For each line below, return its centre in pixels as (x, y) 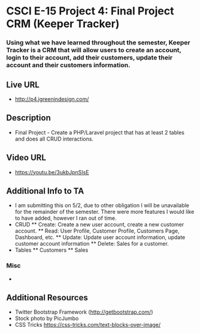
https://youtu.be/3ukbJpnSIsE (52, 172)
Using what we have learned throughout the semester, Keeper (98, 43)
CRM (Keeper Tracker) (63, 24)
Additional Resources (47, 298)
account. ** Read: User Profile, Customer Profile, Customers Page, (97, 231)
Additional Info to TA (45, 191)
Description (28, 118)
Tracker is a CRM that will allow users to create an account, (94, 50)
